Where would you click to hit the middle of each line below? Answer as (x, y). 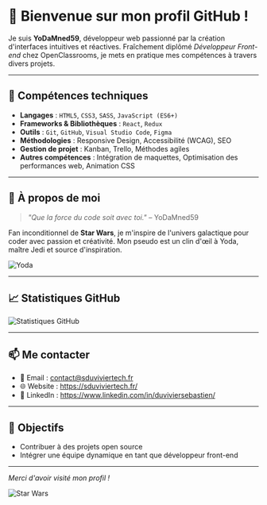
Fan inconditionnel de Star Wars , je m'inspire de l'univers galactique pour (129, 233)
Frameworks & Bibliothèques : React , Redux (91, 123)
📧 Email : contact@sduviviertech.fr (76, 378)
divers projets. (32, 64)
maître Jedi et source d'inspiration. (65, 249)
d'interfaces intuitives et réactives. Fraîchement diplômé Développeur (122, 46)
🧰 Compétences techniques (78, 96)
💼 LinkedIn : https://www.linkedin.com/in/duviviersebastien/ (118, 395)
